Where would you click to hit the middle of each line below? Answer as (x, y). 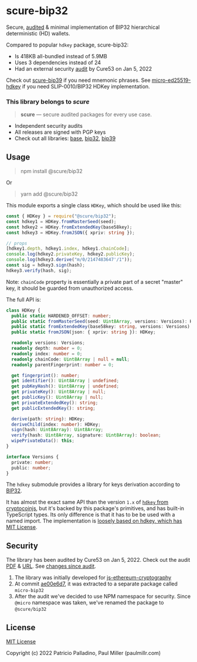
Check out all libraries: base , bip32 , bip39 (65, 138)
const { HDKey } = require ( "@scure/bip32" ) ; (61, 216)
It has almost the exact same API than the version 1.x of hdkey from (87, 502)
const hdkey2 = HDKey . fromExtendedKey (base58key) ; (69, 227)
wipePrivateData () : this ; (43, 441)
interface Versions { (33, 457)
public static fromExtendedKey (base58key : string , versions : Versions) (101, 327)
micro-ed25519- (171, 80)
